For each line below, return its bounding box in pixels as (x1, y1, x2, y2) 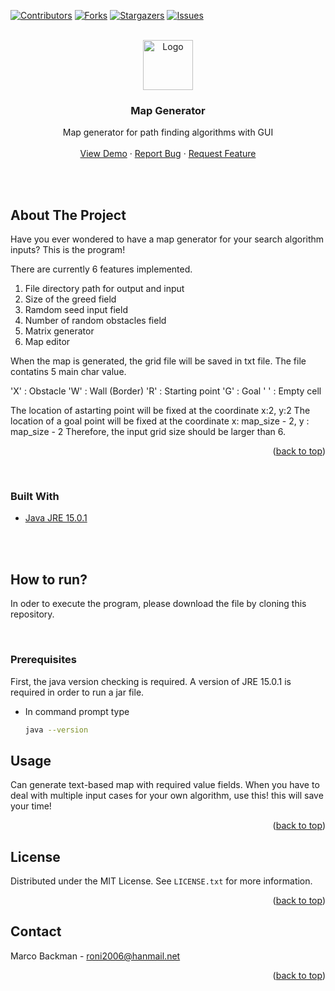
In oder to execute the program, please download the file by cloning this (10, 598, 307, 610)
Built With (10, 490, 60, 504)
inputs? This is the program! (10, 244, 126, 256)
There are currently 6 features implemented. (10, 263, 193, 275)
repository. (10, 608, 55, 620)
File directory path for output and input (24, 283, 185, 295)
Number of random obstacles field (24, 315, 167, 327)
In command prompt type (24, 705, 130, 717)
